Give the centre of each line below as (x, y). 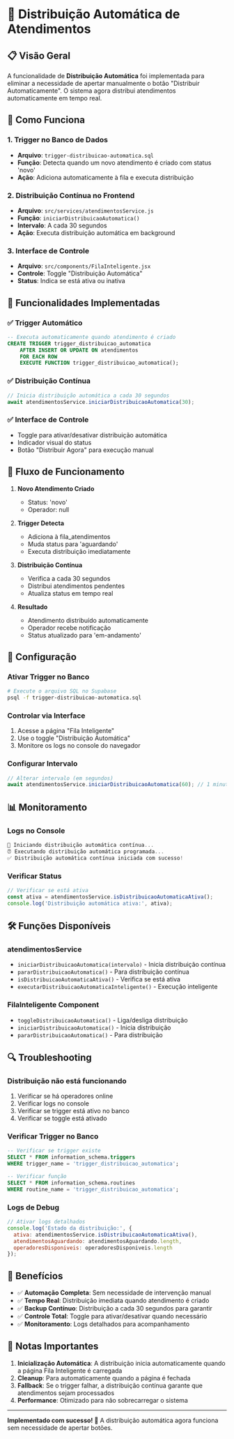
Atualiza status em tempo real (70, 593)
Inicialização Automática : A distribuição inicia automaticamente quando (121, 1363)
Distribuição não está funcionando (67, 1080)
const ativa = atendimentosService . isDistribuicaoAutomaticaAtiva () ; (110, 897)
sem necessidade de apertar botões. (60, 1427)
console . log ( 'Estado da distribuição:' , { (70, 1228)
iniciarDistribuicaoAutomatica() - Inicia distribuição (94, 1027)
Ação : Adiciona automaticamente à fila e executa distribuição (105, 177)
